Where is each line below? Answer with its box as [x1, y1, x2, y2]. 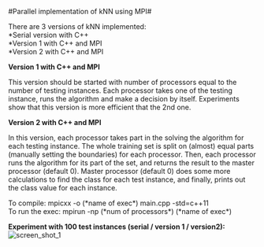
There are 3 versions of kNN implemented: [8, 22, 147, 31]
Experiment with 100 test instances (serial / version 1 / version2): [8, 222, 225, 231]
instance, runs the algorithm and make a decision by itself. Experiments [8, 94, 240, 103]
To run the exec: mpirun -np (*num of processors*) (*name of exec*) [8, 207, 232, 216]
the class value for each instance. [8, 183, 118, 192]
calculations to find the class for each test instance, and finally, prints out [8, 175, 246, 184]
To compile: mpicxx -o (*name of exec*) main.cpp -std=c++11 [8, 198, 209, 208]
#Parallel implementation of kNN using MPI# [8, 7, 152, 16]
